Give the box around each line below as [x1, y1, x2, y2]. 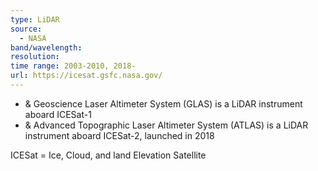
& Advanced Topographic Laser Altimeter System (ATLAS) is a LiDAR [24, 119, 309, 131]
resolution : [10, 52, 60, 62]
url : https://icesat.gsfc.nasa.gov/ [10, 71, 163, 81]
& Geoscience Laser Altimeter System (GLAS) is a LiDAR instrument [24, 97, 303, 110]
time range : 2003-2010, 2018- [10, 61, 137, 71]
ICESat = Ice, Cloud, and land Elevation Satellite [10, 149, 207, 161]
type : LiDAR [10, 14, 60, 25]
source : [10, 24, 43, 34]
